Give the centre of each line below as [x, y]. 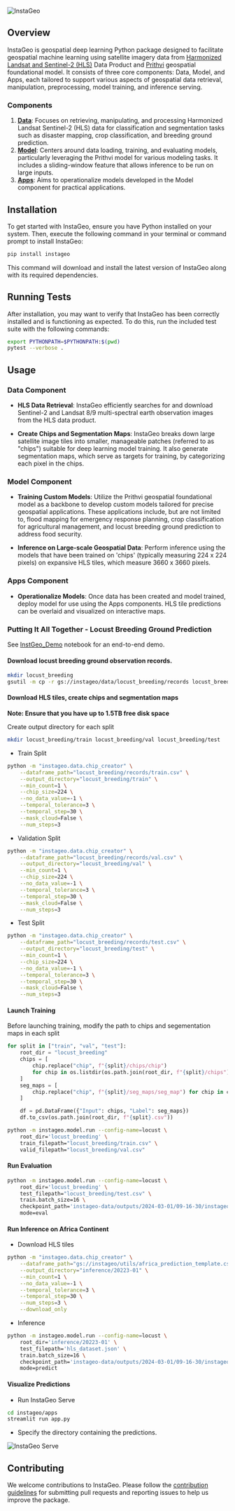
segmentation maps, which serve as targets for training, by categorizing [121, 456]
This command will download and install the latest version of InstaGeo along [117, 267]
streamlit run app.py [39, 1419]
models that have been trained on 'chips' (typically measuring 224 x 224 [122, 555]
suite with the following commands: [58, 329]
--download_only [44, 1310]
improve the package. [38, 1500]
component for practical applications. [71, 188]
